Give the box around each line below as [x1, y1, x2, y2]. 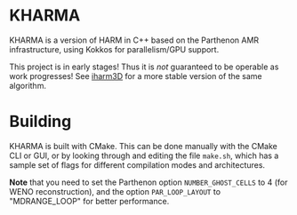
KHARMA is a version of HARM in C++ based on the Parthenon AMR [9, 35, 260, 45]
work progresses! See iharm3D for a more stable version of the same [9, 70, 262, 81]
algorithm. [9, 80, 47, 91]
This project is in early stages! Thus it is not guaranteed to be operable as [9, 61, 279, 72]
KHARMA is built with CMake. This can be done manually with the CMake [9, 140, 277, 151]
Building [9, 112, 72, 131]
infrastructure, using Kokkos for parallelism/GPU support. [9, 44, 220, 54]
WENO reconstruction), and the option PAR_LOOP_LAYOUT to [9, 186, 221, 196]
